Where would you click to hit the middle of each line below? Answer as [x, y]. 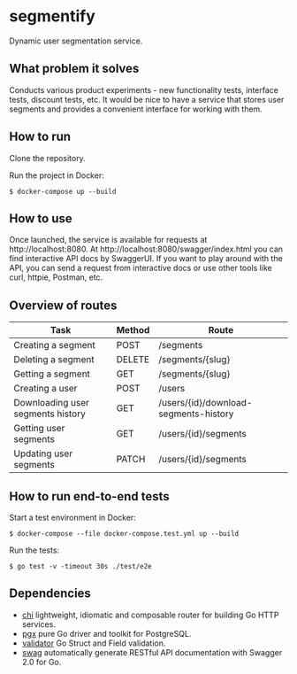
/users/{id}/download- [206, 403]
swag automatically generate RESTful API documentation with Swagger [152, 652]
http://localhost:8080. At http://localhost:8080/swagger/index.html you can [146, 249]
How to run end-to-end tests [89, 496]
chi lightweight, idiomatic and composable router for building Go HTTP [150, 615]
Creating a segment [54, 345]
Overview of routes [63, 305]
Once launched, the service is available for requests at [108, 240]
